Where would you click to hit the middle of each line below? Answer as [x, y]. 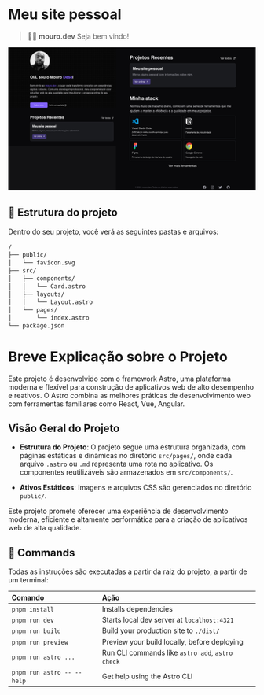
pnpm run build [36, 631]
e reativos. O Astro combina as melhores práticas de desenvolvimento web [130, 395]
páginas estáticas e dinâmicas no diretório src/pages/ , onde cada [126, 456]
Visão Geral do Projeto [64, 428]
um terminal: [28, 580]
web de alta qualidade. [45, 528]
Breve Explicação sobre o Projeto [118, 357]
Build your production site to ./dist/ [161, 630]
